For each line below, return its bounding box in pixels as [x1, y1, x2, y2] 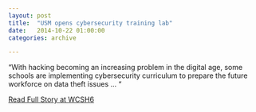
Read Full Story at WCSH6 [8, 95, 94, 104]
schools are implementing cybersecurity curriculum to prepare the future [8, 71, 248, 80]
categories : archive [8, 33, 77, 42]
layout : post [8, 11, 52, 20]
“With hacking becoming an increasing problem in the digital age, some [8, 63, 243, 72]
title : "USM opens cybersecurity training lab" [8, 19, 173, 27]
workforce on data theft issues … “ [8, 79, 122, 89]
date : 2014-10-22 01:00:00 [8, 26, 105, 34]
